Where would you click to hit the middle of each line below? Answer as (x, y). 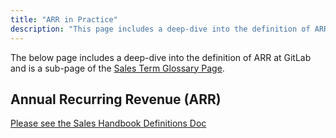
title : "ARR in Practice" (64, 19)
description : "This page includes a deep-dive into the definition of (160, 29)
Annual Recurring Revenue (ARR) (116, 99)
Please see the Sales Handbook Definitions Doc (108, 123)
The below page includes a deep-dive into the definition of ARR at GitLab (161, 57)
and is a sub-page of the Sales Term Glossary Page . (117, 68)
